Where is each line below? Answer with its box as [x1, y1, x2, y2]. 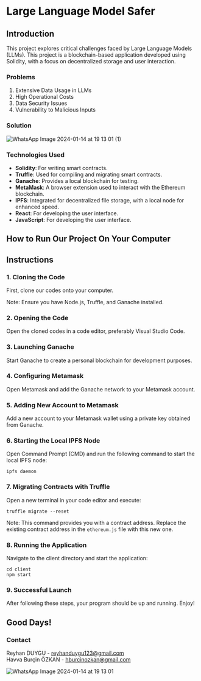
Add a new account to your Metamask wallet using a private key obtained [6, 415, 191, 422]
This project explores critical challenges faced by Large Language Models [6, 45, 192, 52]
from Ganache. [6, 421, 44, 429]
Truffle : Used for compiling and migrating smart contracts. [15, 171, 163, 178]
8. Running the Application [6, 541, 87, 549]
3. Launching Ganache [6, 343, 74, 351]
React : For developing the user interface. [15, 209, 119, 217]
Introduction [6, 29, 55, 39]
